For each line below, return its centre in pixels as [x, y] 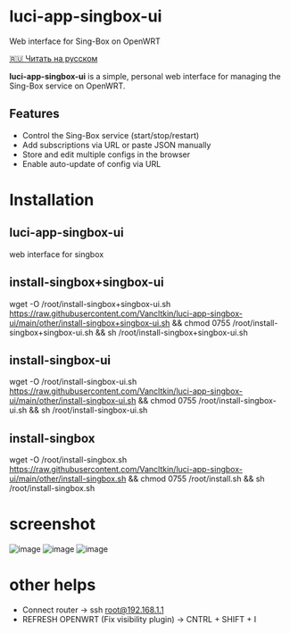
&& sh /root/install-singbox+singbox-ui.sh [171, 332]
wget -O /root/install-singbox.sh [68, 460]
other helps [53, 585]
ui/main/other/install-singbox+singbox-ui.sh [90, 322]
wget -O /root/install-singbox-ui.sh [73, 382]
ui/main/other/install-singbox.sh [68, 479]
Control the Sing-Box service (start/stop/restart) [111, 135]
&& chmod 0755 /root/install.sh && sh [196, 479]
